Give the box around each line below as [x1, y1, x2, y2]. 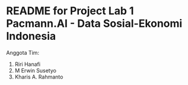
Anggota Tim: [6, 49, 40, 56]
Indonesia [6, 30, 56, 43]
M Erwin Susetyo [14, 67, 56, 74]
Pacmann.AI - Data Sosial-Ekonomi [6, 17, 183, 30]
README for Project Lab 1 [6, 4, 135, 18]
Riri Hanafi [14, 61, 40, 68]
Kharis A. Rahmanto [14, 73, 63, 80]
